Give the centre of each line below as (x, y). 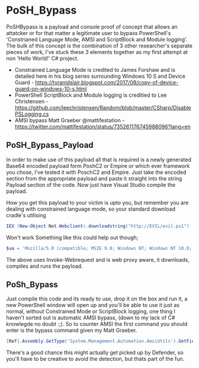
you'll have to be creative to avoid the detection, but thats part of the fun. (95, 359)
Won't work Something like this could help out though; (72, 237)
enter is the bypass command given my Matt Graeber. (72, 331)
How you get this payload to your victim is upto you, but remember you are (97, 202)
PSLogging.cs (32, 114)
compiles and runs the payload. (44, 266)
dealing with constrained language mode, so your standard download (91, 209)
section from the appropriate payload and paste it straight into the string (94, 178)
